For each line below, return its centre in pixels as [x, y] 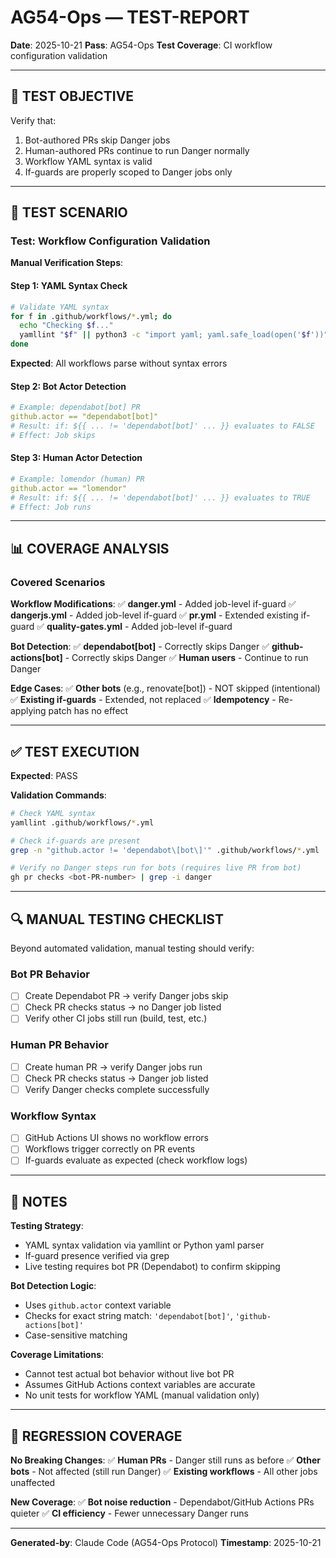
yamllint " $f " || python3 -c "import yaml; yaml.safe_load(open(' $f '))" [174, 335]
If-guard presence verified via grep [97, 1256]
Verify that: [33, 120]
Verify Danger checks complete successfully [117, 1089]
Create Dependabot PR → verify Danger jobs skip [126, 996]
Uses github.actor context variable [98, 1305]
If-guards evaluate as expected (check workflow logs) [136, 1160]
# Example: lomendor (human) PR [77, 479]
